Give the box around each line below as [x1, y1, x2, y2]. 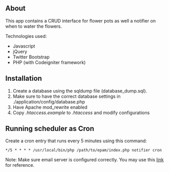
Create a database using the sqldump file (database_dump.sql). [12, 88, 147, 94]
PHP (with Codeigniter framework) [12, 59, 86, 66]
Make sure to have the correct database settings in [12, 93, 121, 99]
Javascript [12, 43, 35, 49]
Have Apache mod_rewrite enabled [12, 104, 87, 110]
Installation [5, 74, 42, 83]
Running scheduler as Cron [5, 124, 95, 133]
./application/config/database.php [12, 98, 85, 104]
